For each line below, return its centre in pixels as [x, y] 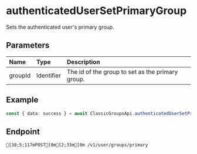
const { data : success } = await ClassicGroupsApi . [70, 113]
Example [22, 100]
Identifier [49, 76]
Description [84, 61]
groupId [20, 76]
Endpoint [23, 131]
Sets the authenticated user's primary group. [60, 27]
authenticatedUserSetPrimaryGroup [96, 11]
